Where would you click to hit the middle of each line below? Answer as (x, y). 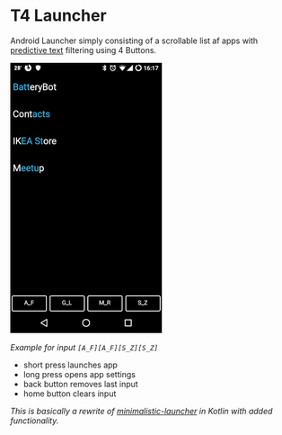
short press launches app (70, 365)
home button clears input (70, 394)
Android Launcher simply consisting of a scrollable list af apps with (134, 41)
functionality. (35, 421)
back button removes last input (80, 384)
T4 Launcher (58, 16)
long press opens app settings (79, 374)
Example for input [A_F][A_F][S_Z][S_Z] (84, 347)
